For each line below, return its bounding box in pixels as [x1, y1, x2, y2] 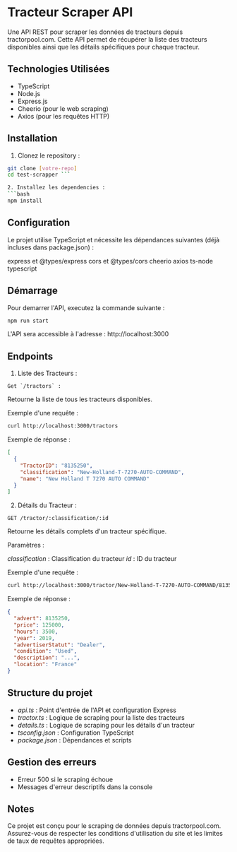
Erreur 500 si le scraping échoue [17, 775, 114, 783]
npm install [7, 197, 42, 205]
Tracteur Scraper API [7, 4, 133, 20]
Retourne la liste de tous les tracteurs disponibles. [7, 395, 153, 403]
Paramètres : [7, 541, 44, 550]
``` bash [7, 191, 30, 198]
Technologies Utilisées [7, 63, 110, 75]
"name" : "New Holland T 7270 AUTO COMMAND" [20, 475, 150, 483]
